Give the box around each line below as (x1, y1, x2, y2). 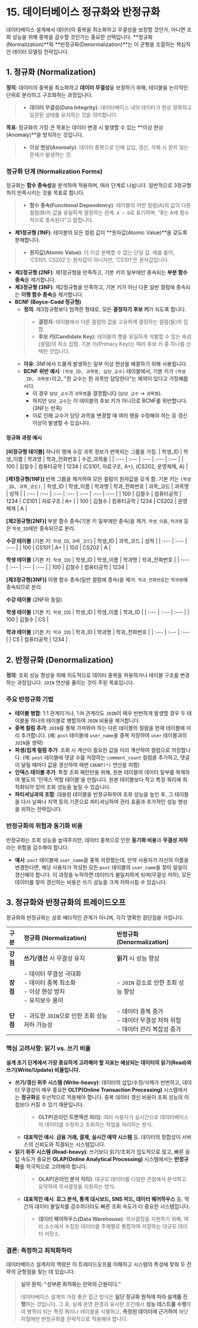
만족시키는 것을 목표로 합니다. (16, 189, 85, 197)
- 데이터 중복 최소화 (23, 979, 76, 987)
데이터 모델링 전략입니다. (12, 48, 70, 55)
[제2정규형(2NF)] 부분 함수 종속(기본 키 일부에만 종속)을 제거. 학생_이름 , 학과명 (6, 518, 183, 525)
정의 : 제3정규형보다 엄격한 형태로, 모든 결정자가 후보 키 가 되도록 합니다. (23, 306, 187, 313)
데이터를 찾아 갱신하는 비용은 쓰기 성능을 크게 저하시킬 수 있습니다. (14, 878, 167, 885)
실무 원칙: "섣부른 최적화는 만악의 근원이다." (20, 1281, 121, 1288)
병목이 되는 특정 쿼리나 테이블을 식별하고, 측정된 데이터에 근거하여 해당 (27, 1308, 189, 1315)
